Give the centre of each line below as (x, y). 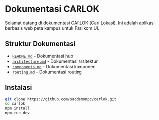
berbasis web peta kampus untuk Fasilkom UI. (52, 28)
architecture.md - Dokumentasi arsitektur (55, 61)
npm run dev (17, 113)
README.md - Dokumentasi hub (43, 56)
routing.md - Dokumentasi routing (47, 72)
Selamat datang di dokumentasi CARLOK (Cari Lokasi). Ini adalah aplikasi (80, 23)
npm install (17, 108)
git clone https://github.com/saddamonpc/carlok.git (61, 99)
